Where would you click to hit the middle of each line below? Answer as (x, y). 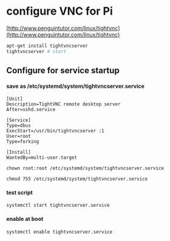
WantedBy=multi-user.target (42, 158)
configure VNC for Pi (60, 11)
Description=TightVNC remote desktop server (63, 104)
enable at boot (25, 219)
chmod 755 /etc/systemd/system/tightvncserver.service (77, 179)
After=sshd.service (31, 110)
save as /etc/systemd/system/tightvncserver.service (75, 86)
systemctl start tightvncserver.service (58, 206)
